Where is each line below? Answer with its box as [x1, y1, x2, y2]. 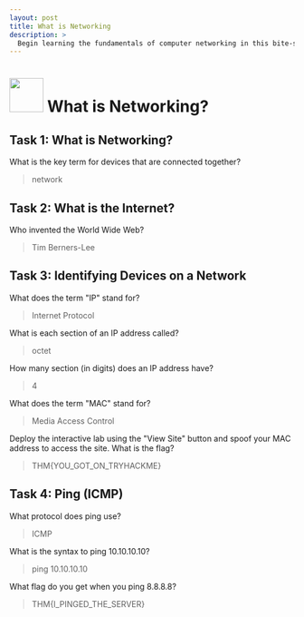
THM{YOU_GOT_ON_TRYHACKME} [31, 460, 162, 471]
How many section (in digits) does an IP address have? [9, 362, 214, 373]
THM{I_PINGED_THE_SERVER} [31, 598, 146, 609]
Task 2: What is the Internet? [9, 201, 175, 216]
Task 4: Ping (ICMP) [9, 486, 124, 502]
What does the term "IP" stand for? [9, 292, 140, 303]
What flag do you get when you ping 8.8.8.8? [9, 581, 176, 592]
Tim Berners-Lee [31, 242, 96, 253]
